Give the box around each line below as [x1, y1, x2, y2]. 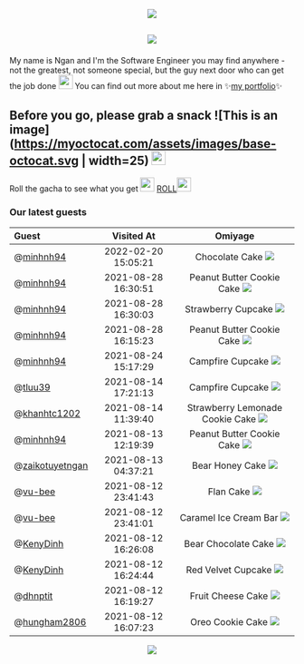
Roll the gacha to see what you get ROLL [9, 183, 177, 194]
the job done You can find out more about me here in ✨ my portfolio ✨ [9, 81, 283, 92]
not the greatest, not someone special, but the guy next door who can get [9, 64, 285, 76]
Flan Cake [207, 485, 251, 498]
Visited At [111, 229, 156, 242]
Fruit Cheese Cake [189, 590, 269, 602]
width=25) [89, 152, 149, 168]
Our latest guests [9, 206, 88, 219]
